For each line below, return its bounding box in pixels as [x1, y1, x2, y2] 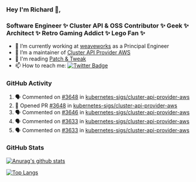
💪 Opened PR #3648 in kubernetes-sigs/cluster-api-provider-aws [14, 102, 178, 109]
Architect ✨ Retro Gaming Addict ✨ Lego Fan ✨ [6, 29, 146, 37]
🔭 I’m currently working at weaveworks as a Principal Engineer [14, 43, 170, 50]
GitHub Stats [6, 144, 44, 152]
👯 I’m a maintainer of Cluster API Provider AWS [14, 49, 131, 56]
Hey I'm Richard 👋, [6, 5, 61, 14]
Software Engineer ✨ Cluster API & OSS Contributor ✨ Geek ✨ [6, 21, 189, 29]
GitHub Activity [6, 79, 52, 87]
